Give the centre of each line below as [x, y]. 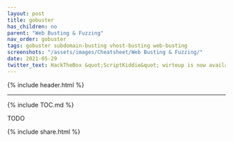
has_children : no [32, 26]
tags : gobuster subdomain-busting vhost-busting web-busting [97, 46]
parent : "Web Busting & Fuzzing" [55, 33]
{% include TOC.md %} [41, 105]
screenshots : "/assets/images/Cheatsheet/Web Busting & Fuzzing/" [105, 53]
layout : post [26, 14]
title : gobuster [31, 20]
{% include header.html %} [46, 85]
